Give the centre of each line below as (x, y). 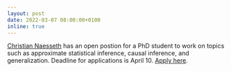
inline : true (26, 26)
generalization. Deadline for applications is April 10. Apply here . (98, 61)
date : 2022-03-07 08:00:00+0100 (54, 20)
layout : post (26, 13)
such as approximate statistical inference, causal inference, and (98, 53)
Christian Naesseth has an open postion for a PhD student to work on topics (116, 46)
